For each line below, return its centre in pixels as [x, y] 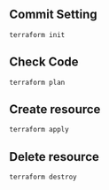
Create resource [55, 110]
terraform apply [39, 130]
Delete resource [54, 157]
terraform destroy [43, 177]
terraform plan [37, 82]
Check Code [44, 62]
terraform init [37, 34]
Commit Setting [53, 15]
